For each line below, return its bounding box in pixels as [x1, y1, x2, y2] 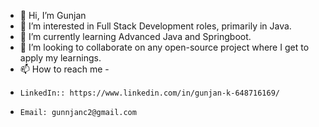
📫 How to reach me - [19, 63, 110, 75]
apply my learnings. [19, 52, 102, 64]
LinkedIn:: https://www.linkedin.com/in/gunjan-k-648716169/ [19, 88, 281, 98]
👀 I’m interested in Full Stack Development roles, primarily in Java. [19, 20, 292, 32]
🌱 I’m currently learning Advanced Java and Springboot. [19, 31, 252, 42]
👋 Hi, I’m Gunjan [19, 10, 87, 21]
